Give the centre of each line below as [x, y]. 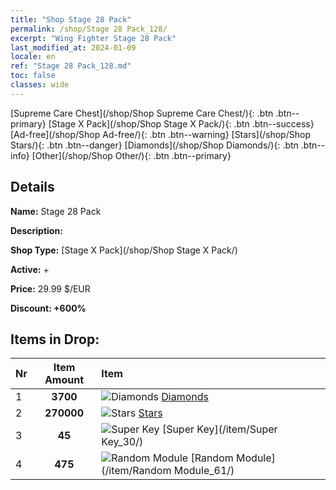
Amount [64, 380]
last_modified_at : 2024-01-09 [73, 47]
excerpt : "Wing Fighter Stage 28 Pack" [93, 38]
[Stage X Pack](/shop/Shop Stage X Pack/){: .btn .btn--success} [181, 123]
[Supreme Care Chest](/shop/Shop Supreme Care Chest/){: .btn [142, 113]
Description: [36, 230]
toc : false [33, 76]
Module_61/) [204, 471]
